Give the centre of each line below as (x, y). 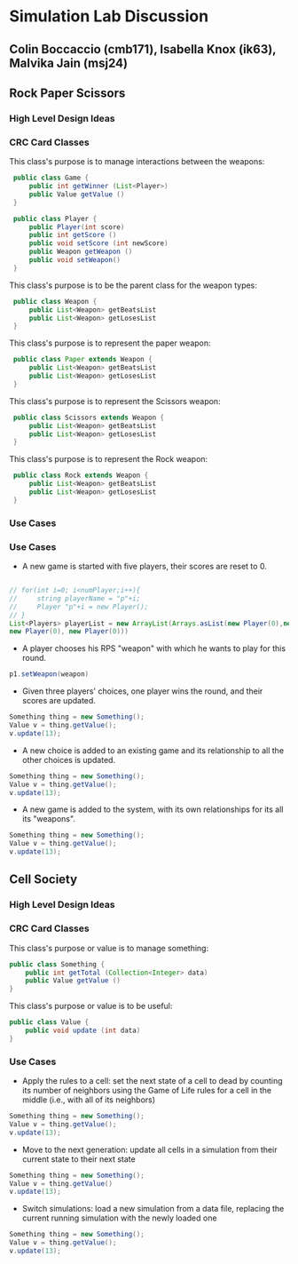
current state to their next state (78, 1159)
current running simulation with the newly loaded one (119, 1218)
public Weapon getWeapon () (81, 252)
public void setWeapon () (75, 260)
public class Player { (55, 219)
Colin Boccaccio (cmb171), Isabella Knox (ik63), (143, 49)
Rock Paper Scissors (67, 93)
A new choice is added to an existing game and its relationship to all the (153, 750)
